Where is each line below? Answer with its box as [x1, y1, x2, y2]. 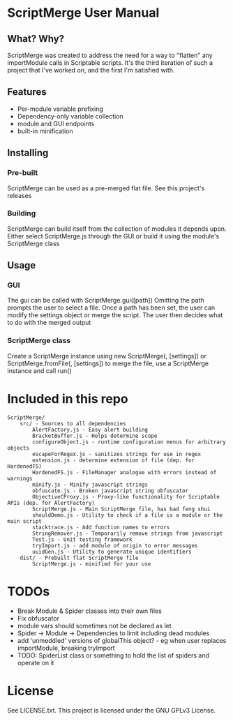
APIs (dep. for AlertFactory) [7, 499, 96, 506]
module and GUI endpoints [17, 119, 95, 128]
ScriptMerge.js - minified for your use [32, 560, 151, 568]
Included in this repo [7, 390, 128, 407]
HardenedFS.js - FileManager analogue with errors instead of [32, 469, 217, 476]
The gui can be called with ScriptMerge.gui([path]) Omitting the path [7, 296, 204, 305]
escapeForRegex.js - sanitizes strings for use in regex [32, 450, 201, 457]
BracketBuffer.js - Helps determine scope [32, 432, 158, 439]
